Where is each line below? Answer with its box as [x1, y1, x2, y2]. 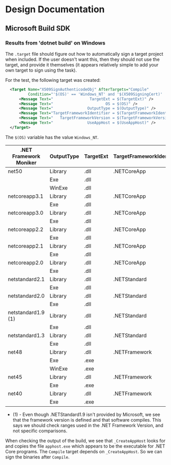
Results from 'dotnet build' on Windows [5, 39, 106, 46]
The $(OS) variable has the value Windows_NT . [5, 134, 99, 140]
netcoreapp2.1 [8, 242, 44, 249]
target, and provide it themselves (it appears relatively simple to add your [5, 61, 159, 67]
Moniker [16, 159, 37, 166]
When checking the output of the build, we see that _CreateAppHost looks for [5, 437, 165, 444]
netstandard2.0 [8, 292, 45, 299]
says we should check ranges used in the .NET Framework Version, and [12, 422, 164, 428]
